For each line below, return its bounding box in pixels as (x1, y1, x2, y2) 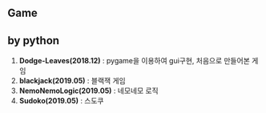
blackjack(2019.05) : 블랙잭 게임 (18, 76, 126, 86)
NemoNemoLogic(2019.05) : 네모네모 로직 (18, 86, 159, 95)
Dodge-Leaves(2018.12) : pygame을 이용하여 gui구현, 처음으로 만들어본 (18, 56, 250, 66)
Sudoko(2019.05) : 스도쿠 (18, 96, 104, 106)
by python (7, 34, 60, 47)
